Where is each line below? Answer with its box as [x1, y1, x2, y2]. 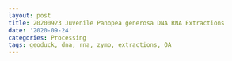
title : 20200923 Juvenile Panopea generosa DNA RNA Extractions [8, 19, 225, 27]
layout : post [8, 11, 51, 20]
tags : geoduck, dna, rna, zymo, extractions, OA [8, 41, 172, 49]
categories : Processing [8, 33, 87, 42]
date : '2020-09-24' [8, 26, 73, 34]
